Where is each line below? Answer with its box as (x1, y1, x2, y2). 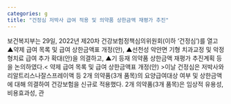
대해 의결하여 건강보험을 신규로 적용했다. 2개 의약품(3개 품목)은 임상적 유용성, (14, 80, 223, 88)
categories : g (7, 10, 48, 17)
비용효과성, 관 (7, 88, 45, 97)
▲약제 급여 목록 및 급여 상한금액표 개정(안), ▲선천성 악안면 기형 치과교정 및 (7, 45, 212, 53)
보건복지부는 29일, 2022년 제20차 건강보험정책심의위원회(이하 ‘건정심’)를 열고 (7, 36, 219, 45)
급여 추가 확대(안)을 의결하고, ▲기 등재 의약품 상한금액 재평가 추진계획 (25, 53, 215, 62)
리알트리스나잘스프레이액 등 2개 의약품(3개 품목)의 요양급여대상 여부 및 (7, 71, 198, 80)
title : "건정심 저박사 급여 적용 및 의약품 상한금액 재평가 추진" (7, 17, 169, 24)
